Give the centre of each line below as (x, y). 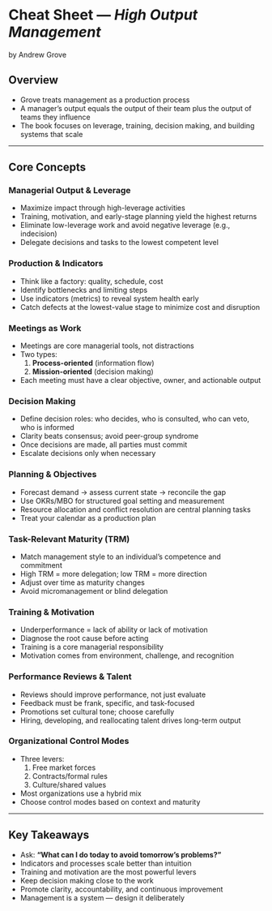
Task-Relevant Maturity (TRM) (69, 539)
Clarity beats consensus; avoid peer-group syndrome (109, 436)
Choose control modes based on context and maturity (110, 801)
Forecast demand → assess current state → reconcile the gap (123, 492)
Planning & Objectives (53, 475)
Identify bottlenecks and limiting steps (84, 290)
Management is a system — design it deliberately (102, 897)
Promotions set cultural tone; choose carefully (97, 711)
